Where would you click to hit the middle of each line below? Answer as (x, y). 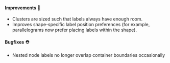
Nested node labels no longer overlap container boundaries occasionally (89, 55)
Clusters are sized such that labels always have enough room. (77, 19)
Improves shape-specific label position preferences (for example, (81, 25)
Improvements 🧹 (22, 8)
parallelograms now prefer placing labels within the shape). (75, 30)
